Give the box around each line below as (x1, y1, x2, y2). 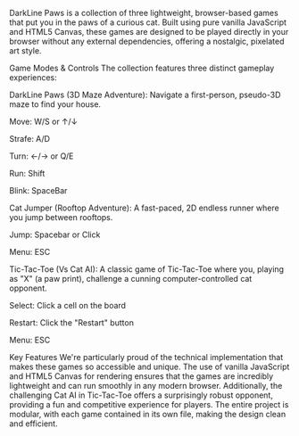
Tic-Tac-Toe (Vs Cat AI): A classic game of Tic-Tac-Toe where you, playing (9, 264, 284, 275)
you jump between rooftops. (9, 212, 113, 222)
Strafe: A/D (9, 134, 51, 144)
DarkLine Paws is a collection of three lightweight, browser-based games (9, 8, 278, 18)
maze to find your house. (9, 99, 101, 110)
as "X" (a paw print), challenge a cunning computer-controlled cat (9, 274, 253, 284)
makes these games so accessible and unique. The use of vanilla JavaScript (9, 361, 290, 372)
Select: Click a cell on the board (9, 300, 127, 310)
